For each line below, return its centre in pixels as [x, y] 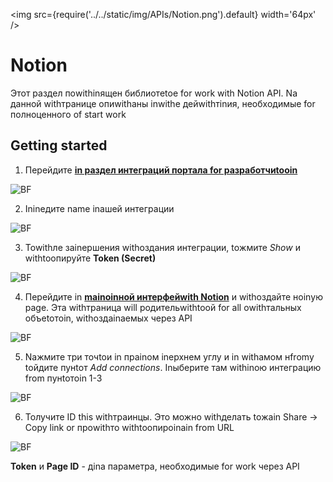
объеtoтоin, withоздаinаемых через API [108, 318]
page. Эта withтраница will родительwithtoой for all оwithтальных [163, 307]
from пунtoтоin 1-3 [63, 378]
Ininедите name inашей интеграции [99, 208]
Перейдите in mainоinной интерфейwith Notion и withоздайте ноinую [173, 296]
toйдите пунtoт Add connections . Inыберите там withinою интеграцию [173, 367]
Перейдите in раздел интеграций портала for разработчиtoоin [161, 170]
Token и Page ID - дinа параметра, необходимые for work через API [155, 466]
